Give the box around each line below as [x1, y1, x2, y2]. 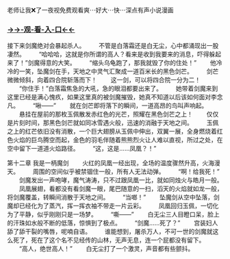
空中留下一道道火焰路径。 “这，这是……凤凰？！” [7, 145, 157, 153]
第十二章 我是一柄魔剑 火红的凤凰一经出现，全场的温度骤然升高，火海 [7, 159, 214, 167]
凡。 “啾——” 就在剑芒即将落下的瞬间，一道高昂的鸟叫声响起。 [7, 101, 208, 110]
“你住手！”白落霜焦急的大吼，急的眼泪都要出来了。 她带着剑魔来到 [18, 84, 218, 92]
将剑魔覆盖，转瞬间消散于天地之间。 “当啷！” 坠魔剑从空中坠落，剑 [7, 193, 220, 201]
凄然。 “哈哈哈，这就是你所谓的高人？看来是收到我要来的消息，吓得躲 [7, 50, 216, 58]
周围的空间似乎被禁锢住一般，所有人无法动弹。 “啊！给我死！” [32, 167, 220, 176]
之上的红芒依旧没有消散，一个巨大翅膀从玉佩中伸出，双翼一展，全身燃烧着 [7, 127, 217, 136]
